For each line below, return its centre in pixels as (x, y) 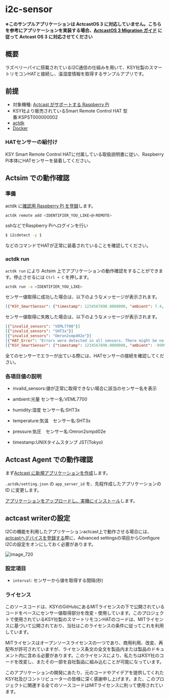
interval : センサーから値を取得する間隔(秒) (58, 580)
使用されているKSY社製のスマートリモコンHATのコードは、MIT (80, 619)
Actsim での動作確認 (37, 178)
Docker (20, 128)
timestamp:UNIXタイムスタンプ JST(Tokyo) (58, 443)
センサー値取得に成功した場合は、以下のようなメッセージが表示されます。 (83, 297)
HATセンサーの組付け (31, 142)
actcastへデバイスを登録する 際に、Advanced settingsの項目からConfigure (83, 538)
